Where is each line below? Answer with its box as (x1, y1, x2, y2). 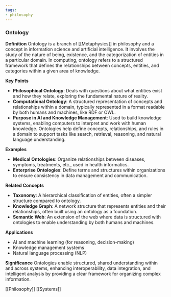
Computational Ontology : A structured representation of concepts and (12, 98, 162, 105)
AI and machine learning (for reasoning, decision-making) (12, 239, 134, 245)
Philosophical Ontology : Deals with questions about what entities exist (12, 87, 162, 93)
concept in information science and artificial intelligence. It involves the (5, 46, 155, 52)
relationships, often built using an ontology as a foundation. (12, 208, 138, 214)
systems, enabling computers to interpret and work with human (12, 120, 146, 126)
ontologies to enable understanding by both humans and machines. (12, 219, 155, 225)
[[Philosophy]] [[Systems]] (5, 286, 61, 292)
